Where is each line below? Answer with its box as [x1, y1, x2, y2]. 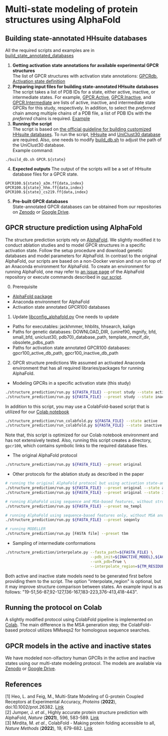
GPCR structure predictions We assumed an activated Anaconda [12, 359, 146, 366]
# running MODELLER [5, 526, 46, 531]
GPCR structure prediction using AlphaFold [5, 224, 142, 232]
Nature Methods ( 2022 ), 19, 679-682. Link [5, 725, 93, 731]
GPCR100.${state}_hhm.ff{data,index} [5, 185, 84, 190]
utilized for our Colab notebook [5, 409, 69, 415]
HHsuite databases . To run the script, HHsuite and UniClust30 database [12, 132, 161, 137]
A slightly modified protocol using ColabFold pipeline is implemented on [5, 616, 153, 622]
